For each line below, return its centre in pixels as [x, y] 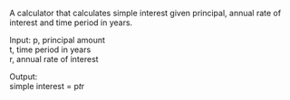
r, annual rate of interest [54, 59]
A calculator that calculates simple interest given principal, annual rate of [145, 13]
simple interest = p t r [47, 86]
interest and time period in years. [71, 23]
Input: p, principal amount [58, 40]
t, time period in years [50, 50]
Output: [24, 77]
